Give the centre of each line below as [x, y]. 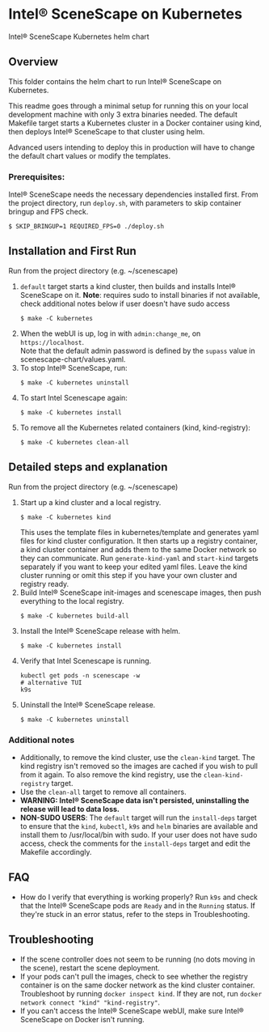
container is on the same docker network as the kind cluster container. [137, 985]
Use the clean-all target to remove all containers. [103, 792]
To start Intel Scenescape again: [74, 397]
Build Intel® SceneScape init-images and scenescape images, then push [141, 592]
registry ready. [44, 584]
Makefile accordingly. [56, 852]
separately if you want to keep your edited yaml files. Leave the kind [134, 567]
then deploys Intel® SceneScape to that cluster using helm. [107, 131]
